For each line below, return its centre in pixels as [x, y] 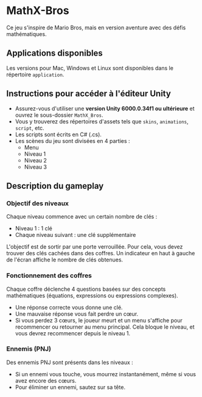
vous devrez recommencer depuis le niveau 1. [73, 333]
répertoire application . [35, 75]
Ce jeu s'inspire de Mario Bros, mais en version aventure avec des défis [96, 27]
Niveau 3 [36, 167]
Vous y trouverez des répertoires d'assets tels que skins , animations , [102, 121]
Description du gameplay [55, 186]
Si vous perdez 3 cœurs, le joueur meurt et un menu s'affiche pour [99, 320]
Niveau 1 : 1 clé [34, 228]
